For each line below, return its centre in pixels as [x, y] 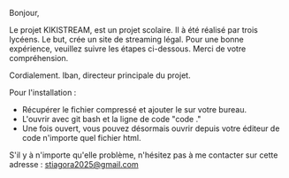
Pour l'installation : [43, 93]
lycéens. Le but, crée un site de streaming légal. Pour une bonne [127, 39]
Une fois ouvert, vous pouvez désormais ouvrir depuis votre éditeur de [151, 128]
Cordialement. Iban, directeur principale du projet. [100, 75]
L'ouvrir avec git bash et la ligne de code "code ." [111, 119]
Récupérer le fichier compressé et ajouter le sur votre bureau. [134, 109]
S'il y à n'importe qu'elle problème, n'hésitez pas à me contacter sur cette [144, 155]
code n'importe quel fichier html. [81, 138]
